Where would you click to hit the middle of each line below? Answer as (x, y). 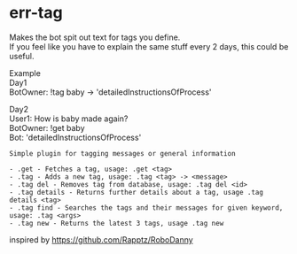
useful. (22, 56)
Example (25, 73)
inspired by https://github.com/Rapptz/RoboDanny (101, 239)
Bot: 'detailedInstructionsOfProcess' (75, 137)
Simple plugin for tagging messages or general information (123, 153)
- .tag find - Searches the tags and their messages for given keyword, (146, 208)
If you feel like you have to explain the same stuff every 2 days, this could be (149, 46)
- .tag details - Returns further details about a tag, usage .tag (137, 192)
